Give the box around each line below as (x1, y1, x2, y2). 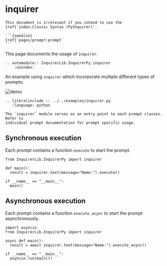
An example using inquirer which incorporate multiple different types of (5, 74, 155, 80)
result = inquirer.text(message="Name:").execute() (10, 170, 120, 175)
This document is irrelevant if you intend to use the (5, 20, 122, 25)
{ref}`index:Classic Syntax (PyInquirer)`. (5, 24, 98, 30)
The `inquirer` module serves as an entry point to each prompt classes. (5, 111, 163, 116)
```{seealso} (5, 33, 33, 38)
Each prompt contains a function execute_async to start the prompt (5, 210, 143, 216)
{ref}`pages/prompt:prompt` (5, 38, 64, 43)
